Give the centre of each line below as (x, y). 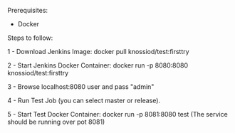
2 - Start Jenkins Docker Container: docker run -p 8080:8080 (98, 65)
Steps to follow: (30, 38)
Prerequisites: (28, 10)
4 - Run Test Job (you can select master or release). (84, 100)
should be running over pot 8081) (56, 122)
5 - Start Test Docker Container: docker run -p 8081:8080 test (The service (117, 114)
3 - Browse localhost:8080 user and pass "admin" (81, 87)
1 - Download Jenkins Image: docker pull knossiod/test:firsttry (99, 52)
